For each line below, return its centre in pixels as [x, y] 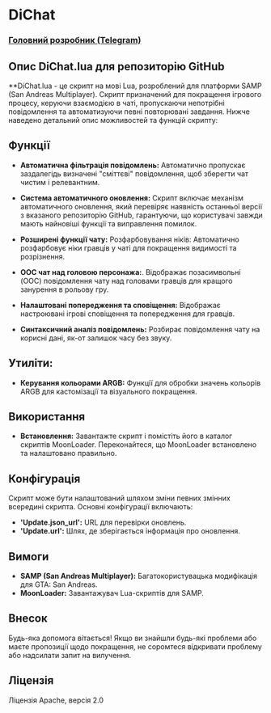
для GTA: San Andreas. [59, 584]
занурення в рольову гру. [64, 289]
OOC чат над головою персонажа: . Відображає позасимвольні [130, 272]
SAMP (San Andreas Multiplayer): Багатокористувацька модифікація [138, 576]
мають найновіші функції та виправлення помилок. [108, 223]
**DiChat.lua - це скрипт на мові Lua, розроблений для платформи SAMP [135, 86]
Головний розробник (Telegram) [75, 40]
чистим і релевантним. [60, 182]
